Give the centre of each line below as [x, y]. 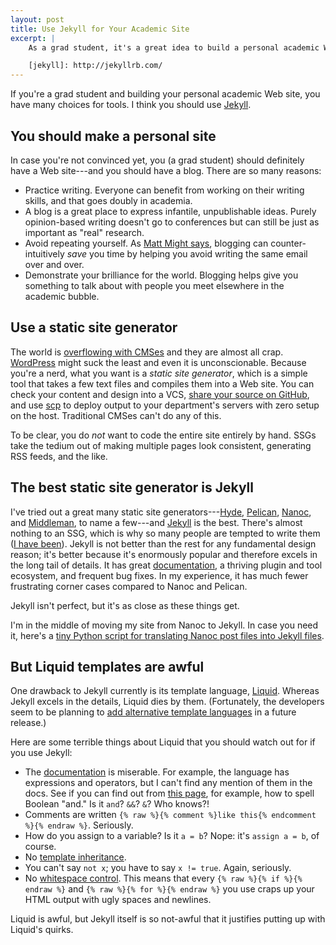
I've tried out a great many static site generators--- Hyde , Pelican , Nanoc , [161, 512]
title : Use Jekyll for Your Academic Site [100, 29]
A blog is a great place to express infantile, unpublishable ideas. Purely [170, 211]
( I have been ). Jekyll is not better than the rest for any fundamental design [163, 543]
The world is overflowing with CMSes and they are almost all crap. [147, 352]
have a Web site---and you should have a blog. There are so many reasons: [166, 170]
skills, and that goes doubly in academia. [108, 200]
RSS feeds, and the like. [59, 456]
